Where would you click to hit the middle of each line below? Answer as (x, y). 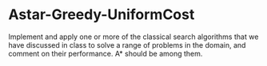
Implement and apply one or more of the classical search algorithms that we (133, 37)
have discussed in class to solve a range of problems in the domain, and (127, 45)
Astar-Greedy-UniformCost (102, 15)
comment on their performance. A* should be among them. (106, 53)
